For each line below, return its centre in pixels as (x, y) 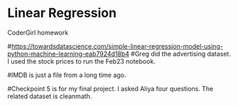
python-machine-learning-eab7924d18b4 (69, 54)
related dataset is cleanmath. (50, 96)
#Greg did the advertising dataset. (181, 54)
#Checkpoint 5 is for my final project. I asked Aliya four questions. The (110, 88)
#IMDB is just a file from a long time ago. (67, 75)
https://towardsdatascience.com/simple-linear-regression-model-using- (117, 46)
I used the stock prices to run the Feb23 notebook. (82, 61)
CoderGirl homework (38, 33)
